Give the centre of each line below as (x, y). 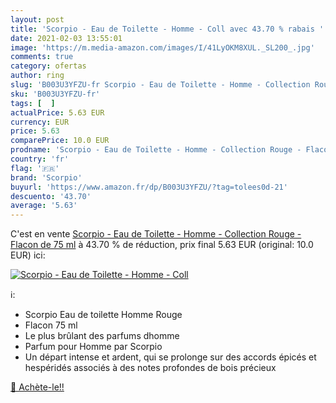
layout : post (37, 19)
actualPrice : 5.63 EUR (57, 112)
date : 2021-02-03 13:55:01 (66, 38)
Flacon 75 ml (51, 325)
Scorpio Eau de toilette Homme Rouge (103, 315)
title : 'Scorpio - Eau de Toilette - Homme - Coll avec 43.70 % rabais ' (167, 29)
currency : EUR (40, 122)
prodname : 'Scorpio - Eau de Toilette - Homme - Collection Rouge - (156, 150)
